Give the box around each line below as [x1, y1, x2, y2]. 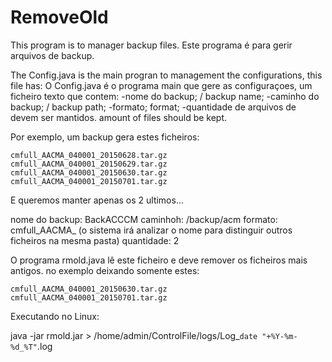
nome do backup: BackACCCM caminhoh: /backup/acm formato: [10, 213, 278, 225]
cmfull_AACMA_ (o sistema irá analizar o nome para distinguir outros [10, 224, 293, 236]
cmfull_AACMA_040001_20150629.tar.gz [10, 159, 168, 169]
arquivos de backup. [10, 49, 95, 61]
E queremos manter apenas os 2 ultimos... [10, 194, 185, 206]
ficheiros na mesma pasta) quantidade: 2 [10, 234, 180, 246]
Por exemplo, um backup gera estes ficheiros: [10, 131, 200, 143]
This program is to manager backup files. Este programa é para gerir [10, 39, 293, 51]
